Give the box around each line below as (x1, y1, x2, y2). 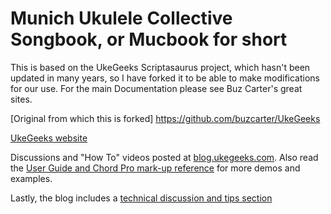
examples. (10, 172, 53, 184)
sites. (10, 93, 33, 105)
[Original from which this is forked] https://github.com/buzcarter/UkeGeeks (10, 112, 321, 124)
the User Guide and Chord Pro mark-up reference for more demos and (10, 162, 301, 174)
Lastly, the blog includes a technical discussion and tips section (10, 192, 273, 204)
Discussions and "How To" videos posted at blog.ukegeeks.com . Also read (10, 151, 319, 163)
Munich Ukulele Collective (10, 7, 233, 30)
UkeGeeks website (10, 132, 88, 144)
